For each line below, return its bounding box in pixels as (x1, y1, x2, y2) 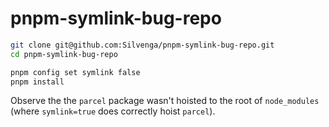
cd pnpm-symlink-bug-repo (10, 49, 118, 59)
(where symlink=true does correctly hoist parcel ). (10, 105, 216, 117)
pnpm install (10, 77, 65, 87)
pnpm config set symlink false (10, 67, 141, 77)
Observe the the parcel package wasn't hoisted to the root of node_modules (10, 95, 320, 107)
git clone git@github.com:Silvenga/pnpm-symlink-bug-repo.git (10, 40, 275, 50)
